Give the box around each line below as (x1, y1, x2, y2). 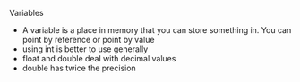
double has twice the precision (21, 62, 136, 73)
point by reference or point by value (21, 35, 155, 45)
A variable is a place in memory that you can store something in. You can (21, 25, 292, 35)
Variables (9, 8, 44, 18)
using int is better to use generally (21, 44, 149, 54)
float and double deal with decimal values (21, 53, 176, 63)
